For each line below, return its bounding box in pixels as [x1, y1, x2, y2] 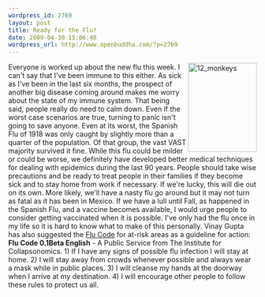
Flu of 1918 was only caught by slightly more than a [8, 129, 174, 139]
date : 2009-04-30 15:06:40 [8, 33, 97, 42]
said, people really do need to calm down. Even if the [8, 104, 181, 114]
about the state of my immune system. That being [8, 96, 170, 106]
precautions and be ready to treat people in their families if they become [8, 171, 243, 181]
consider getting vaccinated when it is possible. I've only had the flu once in [8, 213, 256, 223]
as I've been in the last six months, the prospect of [8, 80, 173, 89]
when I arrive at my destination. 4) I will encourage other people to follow [8, 272, 246, 281]
